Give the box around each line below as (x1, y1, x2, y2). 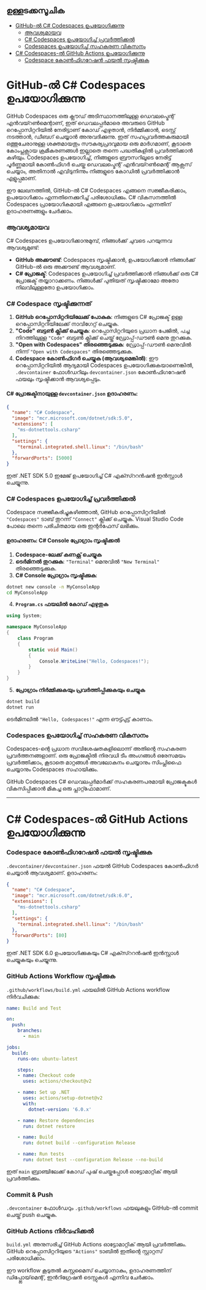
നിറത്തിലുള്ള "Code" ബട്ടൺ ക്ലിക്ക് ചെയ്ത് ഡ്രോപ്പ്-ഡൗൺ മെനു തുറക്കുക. (15, 334, 193, 342)
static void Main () (28, 647, 78, 653)
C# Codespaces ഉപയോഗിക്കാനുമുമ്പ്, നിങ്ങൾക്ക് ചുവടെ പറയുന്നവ (6, 237, 172, 245)
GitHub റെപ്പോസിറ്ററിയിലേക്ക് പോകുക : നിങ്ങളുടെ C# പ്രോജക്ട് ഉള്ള (15, 313, 183, 321)
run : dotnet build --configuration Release (22, 1140, 136, 1146)
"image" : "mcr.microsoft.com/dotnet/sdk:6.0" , (12, 893, 133, 899)
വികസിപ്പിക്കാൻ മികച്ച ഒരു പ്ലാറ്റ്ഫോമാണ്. (6, 785, 112, 793)
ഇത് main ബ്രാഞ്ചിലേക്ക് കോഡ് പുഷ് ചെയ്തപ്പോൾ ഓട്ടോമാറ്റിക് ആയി (6, 1167, 178, 1175)
